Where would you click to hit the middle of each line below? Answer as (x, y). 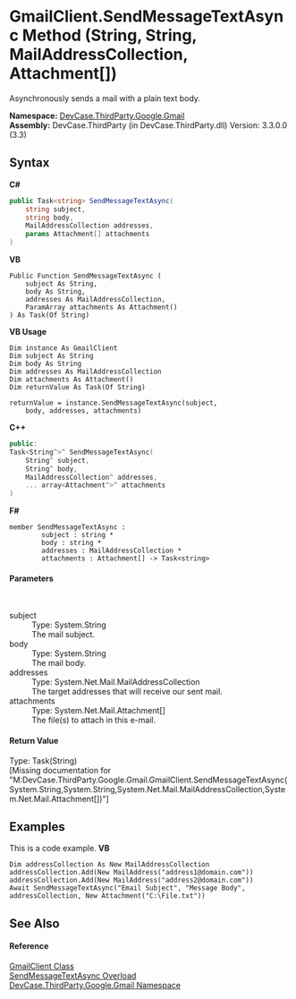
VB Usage (28, 332)
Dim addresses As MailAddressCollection (86, 371)
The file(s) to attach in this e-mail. (94, 720)
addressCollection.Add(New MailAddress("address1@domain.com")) (131, 873)
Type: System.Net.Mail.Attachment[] (98, 711)
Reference (29, 946)
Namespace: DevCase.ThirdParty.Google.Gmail (97, 115)
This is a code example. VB (59, 849)
